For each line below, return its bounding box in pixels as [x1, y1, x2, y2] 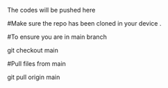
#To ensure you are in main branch [7, 33, 108, 41]
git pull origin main [7, 73, 60, 81]
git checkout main [7, 46, 59, 54]
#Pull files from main [7, 60, 66, 68]
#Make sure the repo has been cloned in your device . [7, 19, 162, 27]
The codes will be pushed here [7, 6, 96, 14]
